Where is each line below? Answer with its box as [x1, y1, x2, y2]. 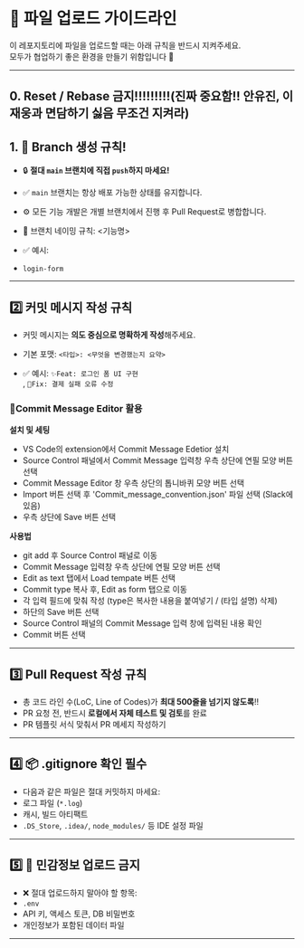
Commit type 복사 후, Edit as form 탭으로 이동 [22, 584, 188, 595]
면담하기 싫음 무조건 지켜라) [44, 106, 190, 121]
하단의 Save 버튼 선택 [22, 607, 100, 618]
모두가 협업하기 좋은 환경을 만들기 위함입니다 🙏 [9, 51, 175, 62]
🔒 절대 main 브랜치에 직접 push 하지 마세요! [22, 165, 170, 176]
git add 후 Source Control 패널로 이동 [22, 550, 158, 561]
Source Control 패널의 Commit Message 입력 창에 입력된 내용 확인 [22, 618, 262, 629]
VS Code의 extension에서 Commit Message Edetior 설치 [22, 444, 230, 455]
